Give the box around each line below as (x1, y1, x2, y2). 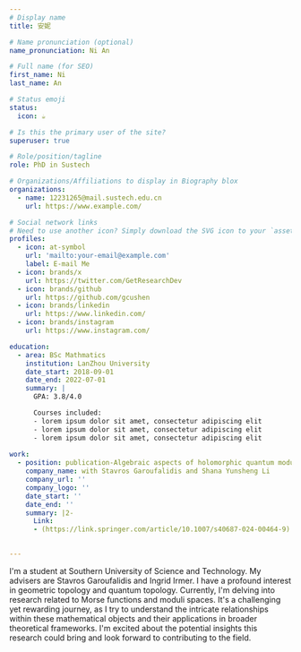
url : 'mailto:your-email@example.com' (25, 252, 170, 261)
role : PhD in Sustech (9, 160, 90, 170)
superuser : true (9, 136, 70, 145)
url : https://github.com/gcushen (25, 293, 150, 302)
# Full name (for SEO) (9, 62, 94, 72)
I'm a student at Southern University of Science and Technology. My (9, 565, 262, 576)
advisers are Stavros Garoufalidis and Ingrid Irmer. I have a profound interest (9, 575, 292, 586)
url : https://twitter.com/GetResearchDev (25, 276, 182, 285)
